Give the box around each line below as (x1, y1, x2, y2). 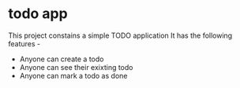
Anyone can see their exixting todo (19, 62, 133, 71)
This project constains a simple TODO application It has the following (8, 31, 233, 40)
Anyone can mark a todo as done (19, 71, 128, 80)
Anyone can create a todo (19, 54, 104, 64)
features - (8, 38, 41, 48)
